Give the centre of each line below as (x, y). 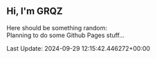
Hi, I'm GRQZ (35, 11)
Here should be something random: (57, 27)
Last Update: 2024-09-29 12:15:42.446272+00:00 (78, 48)
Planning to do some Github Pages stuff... (66, 35)
